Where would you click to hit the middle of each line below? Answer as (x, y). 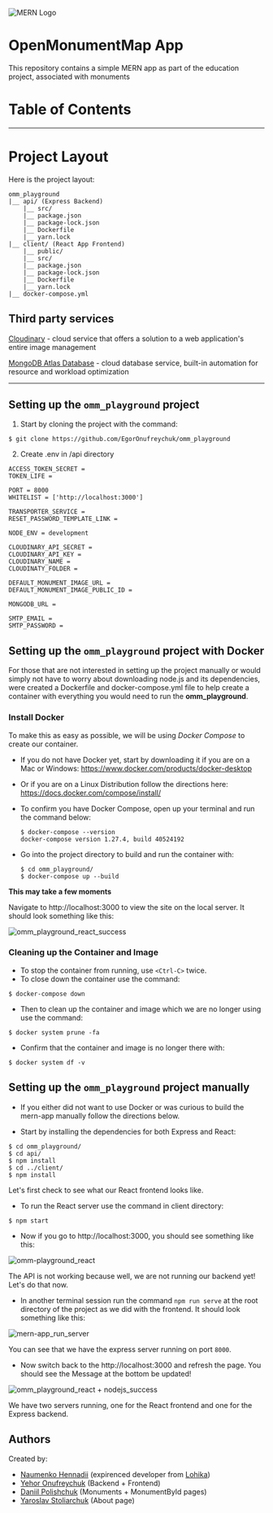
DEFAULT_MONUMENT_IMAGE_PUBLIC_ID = (70, 590)
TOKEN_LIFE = (30, 476)
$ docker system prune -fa (54, 1032)
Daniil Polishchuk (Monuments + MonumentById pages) (113, 1492)
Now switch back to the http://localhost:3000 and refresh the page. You (141, 1365)
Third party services (61, 319)
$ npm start (28, 1221)
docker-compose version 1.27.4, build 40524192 (102, 839)
